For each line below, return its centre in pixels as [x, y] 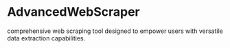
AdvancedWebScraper [74, 12]
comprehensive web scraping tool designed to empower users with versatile [115, 31]
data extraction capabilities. [46, 38]
